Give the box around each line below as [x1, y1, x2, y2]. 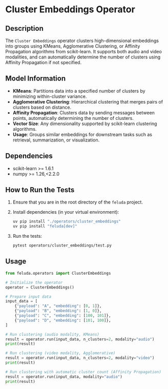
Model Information [5, 74, 66, 83]
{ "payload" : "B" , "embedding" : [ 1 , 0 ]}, [14, 309, 102, 314]
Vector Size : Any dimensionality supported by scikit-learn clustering [12, 120, 157, 127]
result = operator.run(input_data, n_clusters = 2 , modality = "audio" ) [5, 337, 155, 342]
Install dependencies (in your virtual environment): [12, 209, 119, 215]
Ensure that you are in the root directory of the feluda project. [12, 199, 143, 206]
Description [5, 24, 44, 33]
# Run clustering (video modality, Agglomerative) [5, 351, 116, 356]
